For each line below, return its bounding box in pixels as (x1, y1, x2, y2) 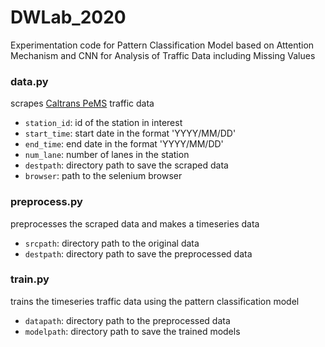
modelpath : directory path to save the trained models (24, 325, 241, 337)
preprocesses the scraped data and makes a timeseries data (10, 217, 260, 230)
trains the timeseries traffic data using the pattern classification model (10, 295, 300, 307)
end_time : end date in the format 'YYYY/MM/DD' (24, 138, 224, 150)
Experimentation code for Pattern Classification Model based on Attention (10, 39, 315, 51)
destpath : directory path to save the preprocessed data (24, 247, 253, 260)
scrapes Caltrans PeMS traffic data (10, 97, 155, 110)
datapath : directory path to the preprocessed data (24, 314, 231, 326)
